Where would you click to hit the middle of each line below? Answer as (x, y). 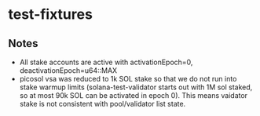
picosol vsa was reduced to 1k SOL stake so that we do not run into (128, 79)
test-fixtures (50, 14)
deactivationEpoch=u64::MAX (68, 71)
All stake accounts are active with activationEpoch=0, (106, 62)
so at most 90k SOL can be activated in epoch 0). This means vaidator (134, 95)
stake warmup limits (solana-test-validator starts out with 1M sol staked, (136, 87)
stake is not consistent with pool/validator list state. (103, 104)
